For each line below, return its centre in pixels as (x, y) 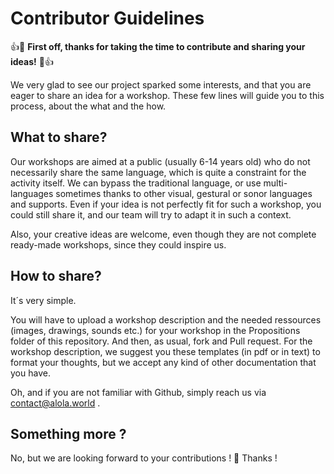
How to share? (56, 276)
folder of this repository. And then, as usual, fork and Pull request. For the (161, 341)
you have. (30, 373)
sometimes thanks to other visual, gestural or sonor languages (184, 193)
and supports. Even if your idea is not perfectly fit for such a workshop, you (166, 204)
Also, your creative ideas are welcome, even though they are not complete (163, 234)
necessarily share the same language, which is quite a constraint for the (158, 172)
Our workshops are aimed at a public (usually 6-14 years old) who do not (160, 161)
